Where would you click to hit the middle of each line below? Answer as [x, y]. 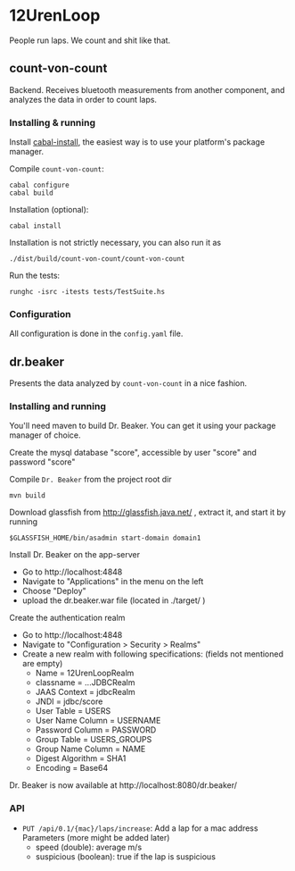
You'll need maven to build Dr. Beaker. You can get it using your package [143, 426]
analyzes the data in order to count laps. [83, 99]
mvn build [28, 496]
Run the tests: [35, 276]
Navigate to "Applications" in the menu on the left [113, 582]
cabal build [31, 193]
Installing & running [53, 122]
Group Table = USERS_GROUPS [94, 740]
